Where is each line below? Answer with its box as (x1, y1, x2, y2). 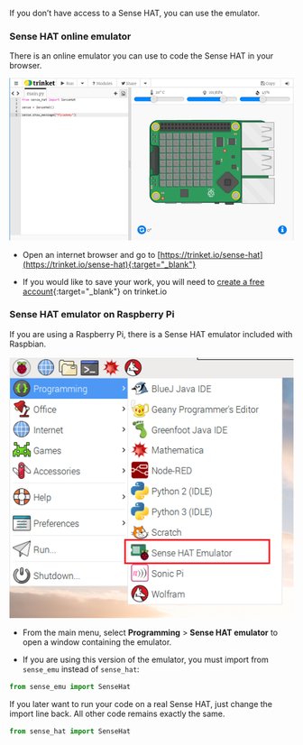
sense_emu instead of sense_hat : (22, 664, 140, 675)
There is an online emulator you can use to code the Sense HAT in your (9, 51, 274, 61)
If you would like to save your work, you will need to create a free (22, 276, 265, 287)
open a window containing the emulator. (22, 637, 172, 648)
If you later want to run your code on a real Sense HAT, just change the (9, 699, 273, 710)
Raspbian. (9, 338, 47, 349)
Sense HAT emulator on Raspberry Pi (9, 308, 175, 321)
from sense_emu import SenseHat (9, 683, 131, 692)
